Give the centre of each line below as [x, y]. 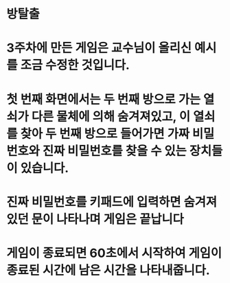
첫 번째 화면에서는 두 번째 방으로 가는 [103, 99]
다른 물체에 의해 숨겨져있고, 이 [111, 116]
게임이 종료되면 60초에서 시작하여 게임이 [114, 253]
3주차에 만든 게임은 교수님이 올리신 [99, 48]
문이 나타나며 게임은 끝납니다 [107, 219]
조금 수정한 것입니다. [75, 65]
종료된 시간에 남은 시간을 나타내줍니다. [108, 270]
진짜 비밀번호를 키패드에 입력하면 [94, 202]
